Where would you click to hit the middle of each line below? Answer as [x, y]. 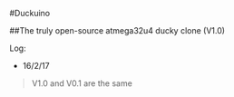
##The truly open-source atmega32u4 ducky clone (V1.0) [117, 30]
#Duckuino [30, 13]
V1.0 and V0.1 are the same [82, 83]
